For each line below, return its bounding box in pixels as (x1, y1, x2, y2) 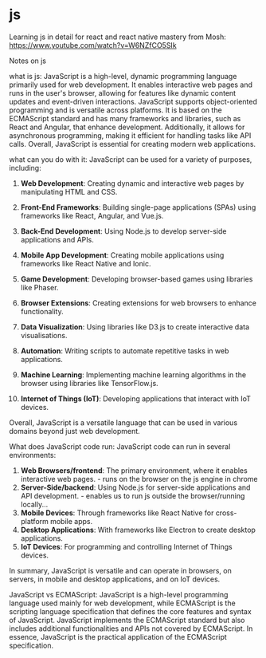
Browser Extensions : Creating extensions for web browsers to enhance (20, 297, 257, 308)
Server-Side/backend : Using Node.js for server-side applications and (20, 483, 251, 492)
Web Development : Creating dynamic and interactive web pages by (20, 178, 244, 188)
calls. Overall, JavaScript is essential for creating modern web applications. (9, 139, 256, 148)
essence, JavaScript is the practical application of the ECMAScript (9, 632, 228, 641)
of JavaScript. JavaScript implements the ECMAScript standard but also (9, 615, 245, 625)
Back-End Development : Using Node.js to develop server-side (20, 226, 227, 236)
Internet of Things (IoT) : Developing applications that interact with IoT (20, 393, 252, 404)
